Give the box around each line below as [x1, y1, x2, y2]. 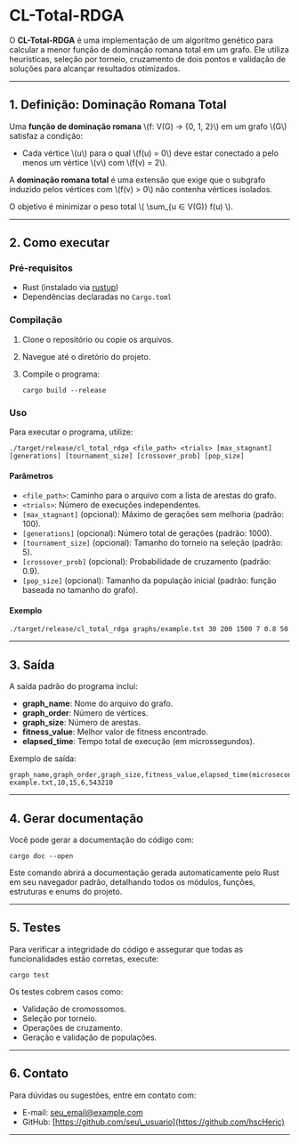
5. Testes [9, 921, 61, 936]
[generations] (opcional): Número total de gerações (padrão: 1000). [21, 528, 272, 539]
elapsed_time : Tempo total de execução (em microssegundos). [21, 736, 255, 747]
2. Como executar [9, 235, 110, 250]
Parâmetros [9, 470, 53, 481]
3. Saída [9, 657, 55, 672]
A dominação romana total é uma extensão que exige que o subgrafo [9, 174, 266, 185]
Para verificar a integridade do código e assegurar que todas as [9, 944, 243, 954]
